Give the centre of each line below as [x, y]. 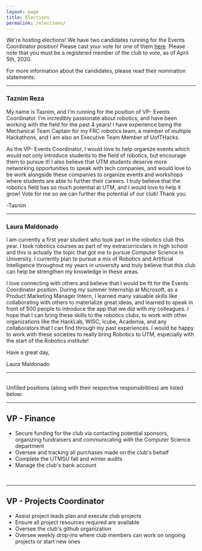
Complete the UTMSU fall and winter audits [69, 458]
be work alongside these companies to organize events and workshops [95, 174]
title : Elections [28, 17]
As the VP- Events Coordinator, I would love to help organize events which [98, 149]
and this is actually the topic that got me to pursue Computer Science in [95, 252]
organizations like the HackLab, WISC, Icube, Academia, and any [87, 321]
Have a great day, [28, 352]
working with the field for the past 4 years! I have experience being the [94, 125]
